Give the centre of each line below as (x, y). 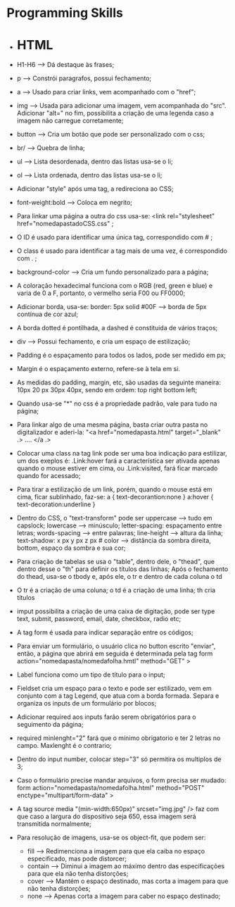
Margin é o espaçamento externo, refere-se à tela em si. (99, 369)
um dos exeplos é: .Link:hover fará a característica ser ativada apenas (118, 461)
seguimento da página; (50, 725)
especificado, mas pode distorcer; (77, 859)
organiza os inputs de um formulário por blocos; (87, 703)
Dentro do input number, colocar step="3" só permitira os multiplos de (119, 759)
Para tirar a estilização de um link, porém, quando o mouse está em (114, 489)
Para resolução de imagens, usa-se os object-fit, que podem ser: (111, 838)
